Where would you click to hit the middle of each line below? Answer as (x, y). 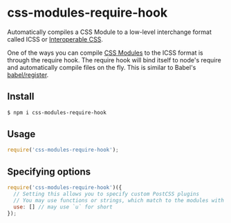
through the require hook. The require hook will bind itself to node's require (114, 60)
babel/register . (28, 75)
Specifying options (49, 171)
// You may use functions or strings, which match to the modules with (119, 200)
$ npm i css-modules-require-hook (57, 112)
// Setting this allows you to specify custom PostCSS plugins (106, 194)
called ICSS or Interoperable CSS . (55, 39)
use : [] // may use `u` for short (63, 207)
